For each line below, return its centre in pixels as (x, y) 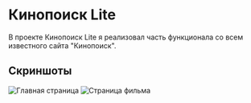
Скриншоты (40, 71)
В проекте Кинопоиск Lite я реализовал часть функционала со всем (126, 37)
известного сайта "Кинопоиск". (62, 45)
